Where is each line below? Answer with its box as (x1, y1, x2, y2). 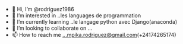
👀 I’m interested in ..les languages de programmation (11, 12, 141, 19)
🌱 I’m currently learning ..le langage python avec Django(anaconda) (11, 18, 178, 25)
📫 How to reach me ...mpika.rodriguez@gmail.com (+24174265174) (11, 32, 176, 38)
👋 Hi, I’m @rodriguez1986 (11, 6, 74, 12)
